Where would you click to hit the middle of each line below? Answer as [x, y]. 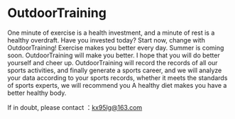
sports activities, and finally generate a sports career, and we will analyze [115, 70]
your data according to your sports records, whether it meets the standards [117, 78]
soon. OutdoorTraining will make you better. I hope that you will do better [114, 55]
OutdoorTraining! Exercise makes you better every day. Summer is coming [116, 47]
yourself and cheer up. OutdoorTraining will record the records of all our [113, 62]
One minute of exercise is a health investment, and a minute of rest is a [111, 33]
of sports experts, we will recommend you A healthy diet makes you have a [117, 85]
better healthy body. [37, 93]
